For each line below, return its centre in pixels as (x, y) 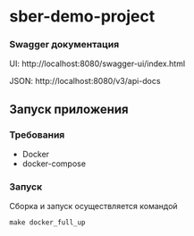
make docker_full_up (48, 223)
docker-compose (54, 164)
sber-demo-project (82, 17)
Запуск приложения (69, 109)
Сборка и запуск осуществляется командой (93, 206)
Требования (37, 134)
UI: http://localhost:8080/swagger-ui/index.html (97, 63)
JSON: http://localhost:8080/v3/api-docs (85, 81)
